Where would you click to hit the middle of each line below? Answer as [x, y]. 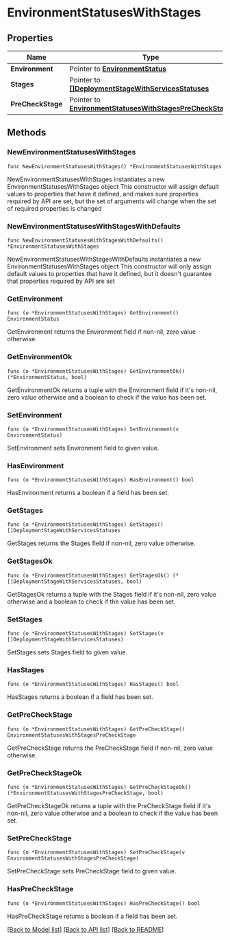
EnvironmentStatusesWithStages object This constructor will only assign [109, 266]
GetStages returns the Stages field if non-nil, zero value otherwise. [101, 543]
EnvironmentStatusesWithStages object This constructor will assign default [113, 186]
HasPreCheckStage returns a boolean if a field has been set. [92, 916]
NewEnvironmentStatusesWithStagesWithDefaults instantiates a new [104, 259]
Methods [27, 133]
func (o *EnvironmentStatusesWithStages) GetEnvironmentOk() [96, 371]
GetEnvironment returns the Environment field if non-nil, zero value [102, 332]
